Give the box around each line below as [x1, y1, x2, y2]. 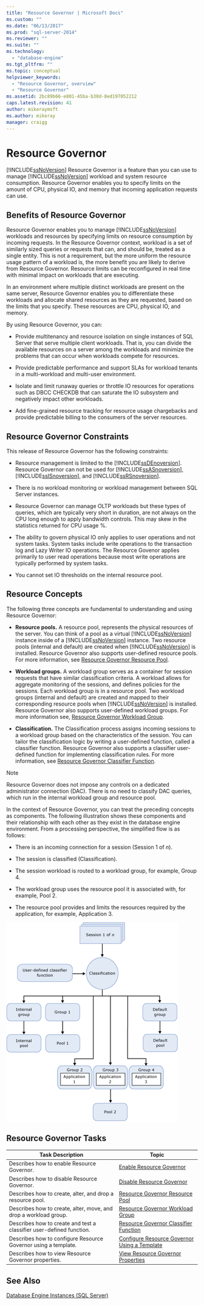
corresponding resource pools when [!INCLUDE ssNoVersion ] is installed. [15, 700, 198, 707]
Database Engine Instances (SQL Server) [6, 1292, 109, 1299]
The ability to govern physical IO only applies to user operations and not [15, 534, 195, 541]
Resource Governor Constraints [6, 431, 129, 442]
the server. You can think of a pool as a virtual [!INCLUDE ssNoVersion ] [15, 630, 192, 637]
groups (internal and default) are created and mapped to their [15, 693, 169, 701]
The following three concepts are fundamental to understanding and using [6, 605, 192, 612]
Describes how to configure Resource [8, 1235, 103, 1242]
